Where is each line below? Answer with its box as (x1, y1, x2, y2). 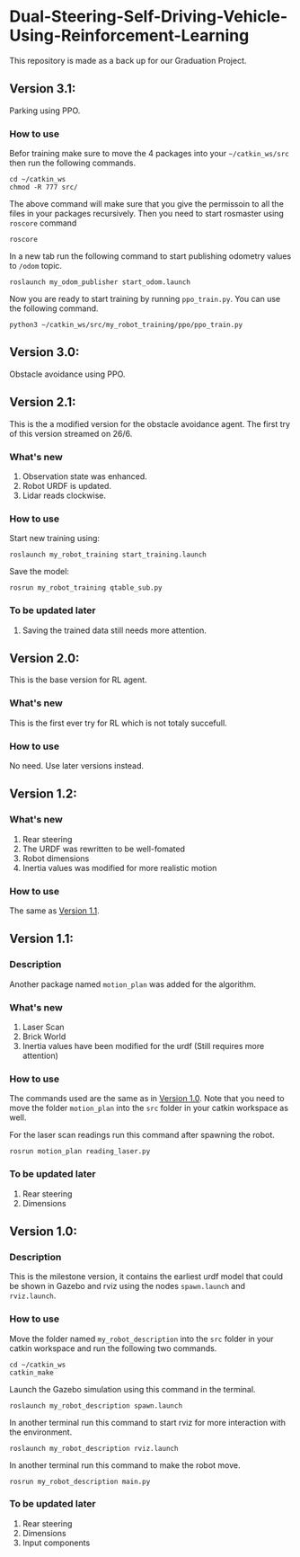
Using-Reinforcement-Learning (9, 25, 250, 46)
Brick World (22, 1031, 66, 1042)
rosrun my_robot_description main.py (9, 1477, 151, 1486)
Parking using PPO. (9, 105, 81, 116)
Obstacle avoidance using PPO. (9, 369, 126, 379)
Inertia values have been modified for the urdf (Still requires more (22, 1040, 265, 1051)
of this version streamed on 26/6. (9, 428, 133, 439)
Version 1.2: (9, 787, 78, 802)
